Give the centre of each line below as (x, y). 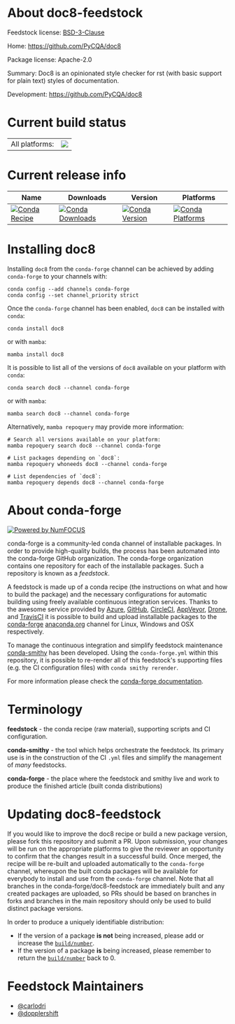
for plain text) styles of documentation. (63, 80)
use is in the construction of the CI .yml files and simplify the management (114, 757)
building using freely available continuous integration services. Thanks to (113, 601)
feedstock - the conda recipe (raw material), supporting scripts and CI (109, 729)
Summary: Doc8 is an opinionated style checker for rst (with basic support (115, 73)
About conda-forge (64, 510)
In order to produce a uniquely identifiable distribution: (86, 922)
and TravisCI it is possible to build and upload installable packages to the (112, 616)
